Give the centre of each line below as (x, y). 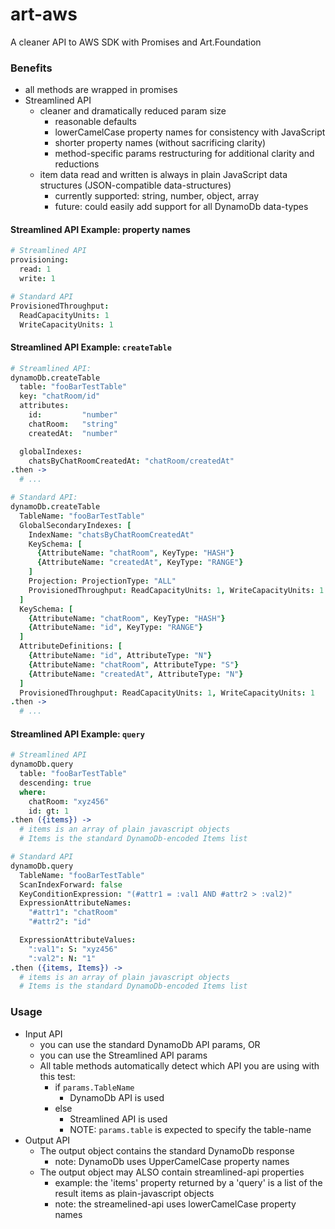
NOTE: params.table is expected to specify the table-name (190, 1129)
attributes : (44, 406)
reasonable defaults (95, 122)
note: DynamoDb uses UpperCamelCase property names (172, 1161)
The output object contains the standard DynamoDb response (167, 1150)
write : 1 (37, 279)
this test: (57, 1076)
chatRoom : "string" (73, 424)
